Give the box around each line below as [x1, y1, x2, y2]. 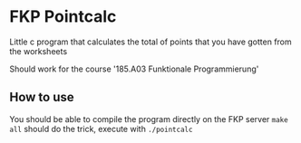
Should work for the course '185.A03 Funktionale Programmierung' [9, 63, 259, 74]
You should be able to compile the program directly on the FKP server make [9, 113, 288, 124]
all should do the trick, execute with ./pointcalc [9, 123, 193, 134]
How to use [9, 90, 74, 105]
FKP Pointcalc [9, 6, 117, 27]
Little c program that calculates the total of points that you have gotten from [9, 36, 292, 47]
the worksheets [9, 45, 68, 56]
